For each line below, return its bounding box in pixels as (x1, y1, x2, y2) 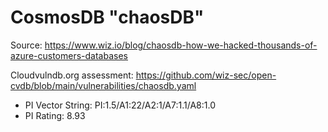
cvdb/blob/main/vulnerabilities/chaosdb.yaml (10, 79, 197, 91)
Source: (10, 39, 43, 51)
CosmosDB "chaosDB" (10, 6, 205, 29)
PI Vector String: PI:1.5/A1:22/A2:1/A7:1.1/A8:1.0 (24, 99, 216, 111)
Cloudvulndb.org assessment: (10, 69, 134, 81)
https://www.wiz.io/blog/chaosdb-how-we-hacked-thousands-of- (44, 39, 318, 51)
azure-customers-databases (10, 49, 128, 61)
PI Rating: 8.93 (24, 109, 86, 121)
